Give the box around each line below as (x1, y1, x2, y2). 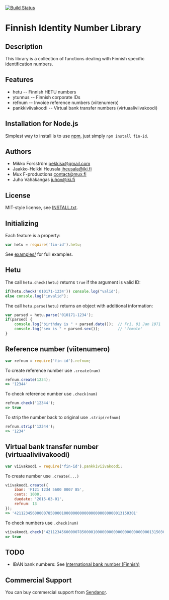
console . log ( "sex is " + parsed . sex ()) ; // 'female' (14, 327, 143, 332)
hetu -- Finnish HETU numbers (12, 88, 76, 95)
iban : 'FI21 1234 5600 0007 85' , (14, 487, 84, 492)
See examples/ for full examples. (5, 251, 73, 257)
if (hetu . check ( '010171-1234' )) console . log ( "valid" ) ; (5, 289, 121, 294)
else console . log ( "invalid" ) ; (5, 293, 69, 298)
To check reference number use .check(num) (5, 391, 98, 397)
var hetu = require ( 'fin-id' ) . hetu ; (5, 242, 82, 247)
